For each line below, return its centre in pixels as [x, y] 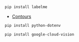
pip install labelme [26, 7]
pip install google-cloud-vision [39, 34]
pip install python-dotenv [33, 25]
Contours [21, 16]
